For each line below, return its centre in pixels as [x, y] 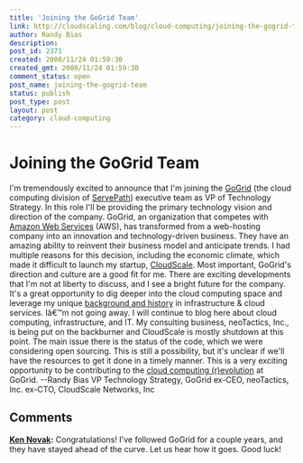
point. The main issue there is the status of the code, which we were [136, 342]
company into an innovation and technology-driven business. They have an [149, 236]
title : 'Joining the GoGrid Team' [74, 18]
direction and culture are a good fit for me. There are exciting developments [150, 274]
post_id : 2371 [36, 51]
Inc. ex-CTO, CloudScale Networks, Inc [82, 390]
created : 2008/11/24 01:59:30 [66, 60]
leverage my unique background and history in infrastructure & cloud [138, 303]
